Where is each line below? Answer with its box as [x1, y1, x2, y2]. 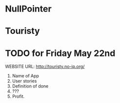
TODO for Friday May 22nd [5, 47, 116, 59]
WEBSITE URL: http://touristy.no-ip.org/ [5, 64, 85, 70]
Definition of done [12, 83, 49, 89]
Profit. [12, 93, 25, 100]
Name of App [12, 73, 39, 79]
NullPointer [5, 3, 52, 15]
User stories [12, 78, 37, 84]
